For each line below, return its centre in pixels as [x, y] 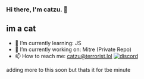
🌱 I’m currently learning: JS [48, 43]
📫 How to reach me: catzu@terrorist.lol [63, 56]
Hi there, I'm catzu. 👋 [37, 10]
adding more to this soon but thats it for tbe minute [68, 69]
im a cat [21, 29]
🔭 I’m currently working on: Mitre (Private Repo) [73, 49]
